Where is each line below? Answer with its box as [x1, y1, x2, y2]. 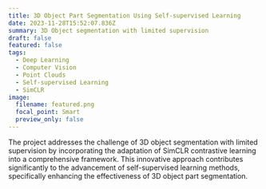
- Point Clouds [15, 71, 66, 79]
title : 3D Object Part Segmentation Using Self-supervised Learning [8, 11, 241, 20]
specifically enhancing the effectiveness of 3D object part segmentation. [8, 171, 248, 180]
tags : [8, 49, 26, 57]
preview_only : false [15, 116, 84, 124]
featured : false [8, 41, 62, 49]
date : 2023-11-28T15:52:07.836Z [8, 19, 116, 27]
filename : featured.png [15, 100, 94, 108]
